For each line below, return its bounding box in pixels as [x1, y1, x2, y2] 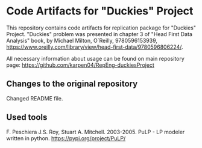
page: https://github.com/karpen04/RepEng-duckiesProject [6, 61, 155, 69]
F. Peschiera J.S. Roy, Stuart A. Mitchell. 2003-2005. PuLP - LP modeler [6, 128, 185, 135]
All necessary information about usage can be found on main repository [6, 55, 185, 62]
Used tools [6, 113, 48, 123]
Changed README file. [6, 94, 63, 102]
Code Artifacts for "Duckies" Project [6, 4, 194, 18]
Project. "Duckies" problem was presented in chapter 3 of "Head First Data [6, 30, 193, 37]
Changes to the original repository [6, 79, 138, 89]
